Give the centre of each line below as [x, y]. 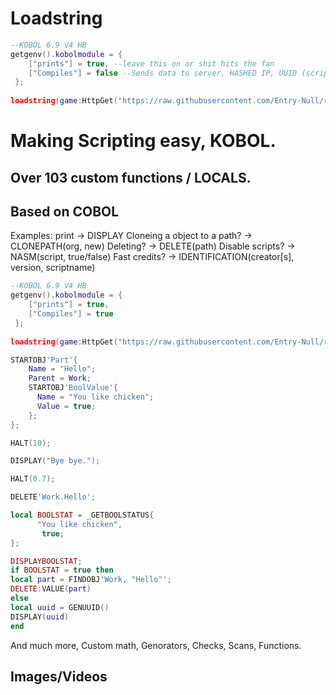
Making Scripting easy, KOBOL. [143, 141]
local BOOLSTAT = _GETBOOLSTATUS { [82, 515]
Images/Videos [59, 676]
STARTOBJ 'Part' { [44, 360]
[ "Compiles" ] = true [71, 314]
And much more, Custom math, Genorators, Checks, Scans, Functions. [156, 645]
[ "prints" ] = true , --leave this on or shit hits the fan [151, 63]
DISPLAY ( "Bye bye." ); [55, 461]
